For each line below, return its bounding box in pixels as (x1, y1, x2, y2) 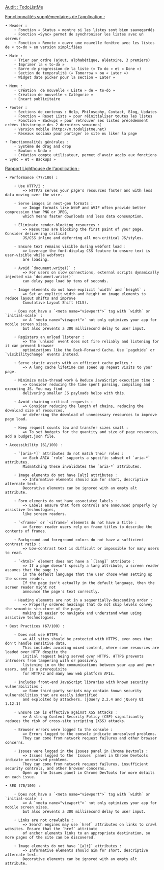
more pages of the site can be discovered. (5, 835, 96, 840)
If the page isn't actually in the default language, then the (23, 581, 155, 586)
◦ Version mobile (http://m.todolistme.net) (14, 127, 107, 132)
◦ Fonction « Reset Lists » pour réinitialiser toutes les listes (14, 114, 153, 119)
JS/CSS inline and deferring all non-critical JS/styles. (23, 236, 144, 241)
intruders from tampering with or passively (5, 658, 98, 663)
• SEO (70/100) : (5, 783, 41, 788)
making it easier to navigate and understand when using (23, 611, 141, 616)
